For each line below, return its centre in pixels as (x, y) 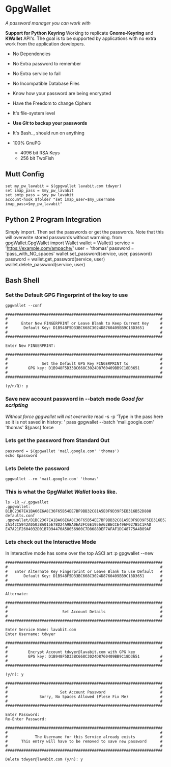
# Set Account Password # (84, 692)
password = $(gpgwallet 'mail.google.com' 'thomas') (62, 451)
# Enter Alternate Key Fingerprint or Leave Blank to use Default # (84, 571)
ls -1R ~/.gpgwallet (27, 502)
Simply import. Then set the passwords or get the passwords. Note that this (84, 232)
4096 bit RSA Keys (40, 153)
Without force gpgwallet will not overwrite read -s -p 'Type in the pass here (84, 416)
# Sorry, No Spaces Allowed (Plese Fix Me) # (84, 696)
